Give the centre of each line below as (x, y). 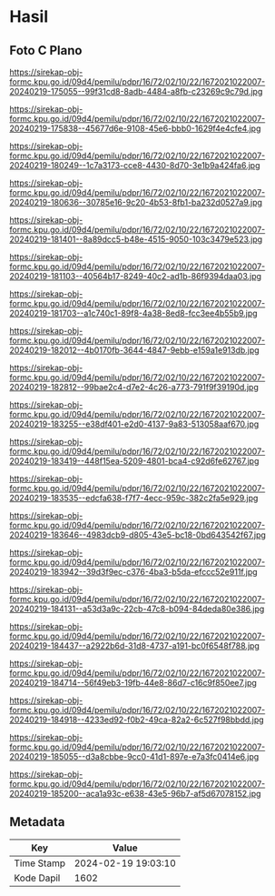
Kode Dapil (37, 878)
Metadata (37, 822)
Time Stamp (40, 863)
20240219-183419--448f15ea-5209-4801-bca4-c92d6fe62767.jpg (134, 461)
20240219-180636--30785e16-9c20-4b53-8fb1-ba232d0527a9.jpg (136, 202)
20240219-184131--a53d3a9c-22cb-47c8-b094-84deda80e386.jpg (137, 609)
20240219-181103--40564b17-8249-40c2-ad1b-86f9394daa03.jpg (135, 276)
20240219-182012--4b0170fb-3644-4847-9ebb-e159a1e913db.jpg (135, 350)
